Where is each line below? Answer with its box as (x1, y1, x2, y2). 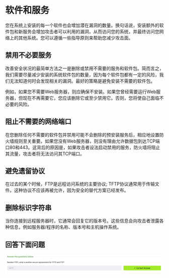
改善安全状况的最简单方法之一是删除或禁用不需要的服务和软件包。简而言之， (5, 65, 164, 71)
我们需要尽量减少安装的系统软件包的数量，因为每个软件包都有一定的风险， (5, 72, 159, 78)
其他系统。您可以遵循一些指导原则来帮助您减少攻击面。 (18, 35, 133, 41)
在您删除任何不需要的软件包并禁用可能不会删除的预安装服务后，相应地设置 (5, 131, 159, 137)
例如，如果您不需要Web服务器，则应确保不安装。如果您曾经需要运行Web (5, 89, 156, 95)
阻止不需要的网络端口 (5, 117, 71, 126)
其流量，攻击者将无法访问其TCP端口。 (5, 151, 84, 157)
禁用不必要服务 (5, 51, 52, 59)
